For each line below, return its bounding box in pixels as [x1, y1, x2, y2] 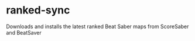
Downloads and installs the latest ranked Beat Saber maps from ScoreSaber [6, 23, 189, 30]
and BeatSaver [6, 29, 42, 36]
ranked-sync [6, 4, 70, 17]
